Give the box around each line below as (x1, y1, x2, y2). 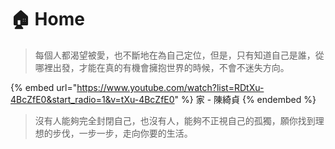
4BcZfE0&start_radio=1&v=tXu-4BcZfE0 (10, 93, 175, 105)
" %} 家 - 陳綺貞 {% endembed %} (174, 93, 317, 105)
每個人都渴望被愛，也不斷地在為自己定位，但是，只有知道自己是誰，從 (34, 49, 325, 61)
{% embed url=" (10, 81, 78, 93)
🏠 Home (10, 8, 85, 31)
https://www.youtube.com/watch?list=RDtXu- (76, 81, 265, 93)
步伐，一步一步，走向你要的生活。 (52, 127, 193, 139)
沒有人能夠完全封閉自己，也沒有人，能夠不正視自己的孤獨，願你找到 (34, 114, 316, 126)
